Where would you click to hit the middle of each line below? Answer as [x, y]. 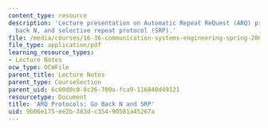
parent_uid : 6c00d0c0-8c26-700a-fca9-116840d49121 [94, 89]
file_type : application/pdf [55, 45]
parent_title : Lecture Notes [57, 75]
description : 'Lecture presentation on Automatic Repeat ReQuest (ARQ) [130, 23]
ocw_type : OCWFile [39, 68]
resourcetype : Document [48, 97]
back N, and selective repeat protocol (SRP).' [96, 30]
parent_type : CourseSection [55, 82]
